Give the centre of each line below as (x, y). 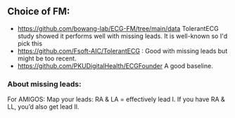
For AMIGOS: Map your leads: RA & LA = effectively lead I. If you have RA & (116, 99)
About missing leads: (44, 84)
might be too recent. (47, 58)
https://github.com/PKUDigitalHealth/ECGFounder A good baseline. (115, 65)
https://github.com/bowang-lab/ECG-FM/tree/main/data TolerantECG (118, 28)
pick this (30, 43)
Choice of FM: (39, 12)
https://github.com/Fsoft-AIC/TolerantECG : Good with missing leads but (122, 51)
